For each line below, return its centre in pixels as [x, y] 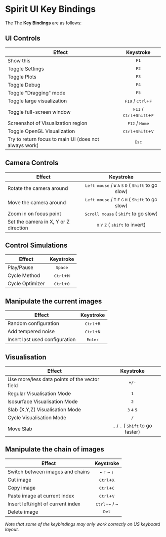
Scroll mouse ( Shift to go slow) [121, 214]
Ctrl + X [107, 480]
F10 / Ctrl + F [138, 101]
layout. [12, 529]
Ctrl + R [93, 323]
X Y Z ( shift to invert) [121, 224]
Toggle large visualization [37, 101]
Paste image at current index [41, 495]
